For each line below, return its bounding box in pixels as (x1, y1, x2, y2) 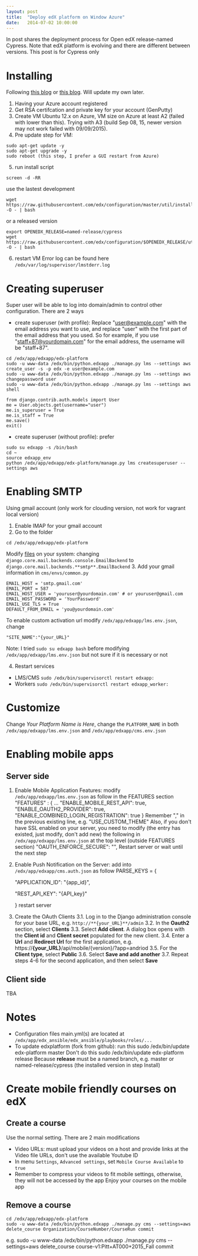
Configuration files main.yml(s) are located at (14, 1030, 125, 1037)
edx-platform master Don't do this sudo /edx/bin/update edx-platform (14, 1049, 184, 1056)
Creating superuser (6, 282, 104, 296)
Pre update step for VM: (14, 131, 73, 139)
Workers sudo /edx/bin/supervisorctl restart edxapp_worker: (14, 680, 169, 687)
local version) (6, 511, 39, 518)
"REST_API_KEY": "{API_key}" (14, 890, 87, 897)
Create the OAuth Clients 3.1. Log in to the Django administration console (14, 913, 192, 920)
